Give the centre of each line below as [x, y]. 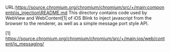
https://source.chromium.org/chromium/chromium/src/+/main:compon [90, 7]
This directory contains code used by [108, 13]
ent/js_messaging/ [25, 44]
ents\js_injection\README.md [36, 13]
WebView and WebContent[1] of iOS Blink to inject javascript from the [79, 18]
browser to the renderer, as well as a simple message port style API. [77, 23]
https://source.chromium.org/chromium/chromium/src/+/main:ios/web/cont [85, 38]
